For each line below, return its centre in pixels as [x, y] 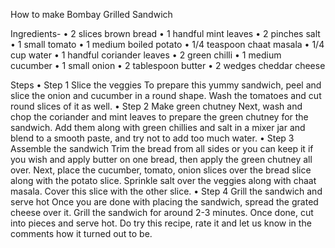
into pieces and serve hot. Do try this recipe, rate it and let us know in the [161, 223]
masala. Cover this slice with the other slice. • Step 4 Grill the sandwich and [166, 191]
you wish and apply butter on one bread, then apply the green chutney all [161, 159]
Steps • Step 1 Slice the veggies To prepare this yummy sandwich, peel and [166, 85]
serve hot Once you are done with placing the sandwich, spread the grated [164, 202]
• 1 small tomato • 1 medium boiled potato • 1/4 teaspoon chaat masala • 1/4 [167, 44]
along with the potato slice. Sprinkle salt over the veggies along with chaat [163, 180]
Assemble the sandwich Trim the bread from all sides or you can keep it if [162, 148]
